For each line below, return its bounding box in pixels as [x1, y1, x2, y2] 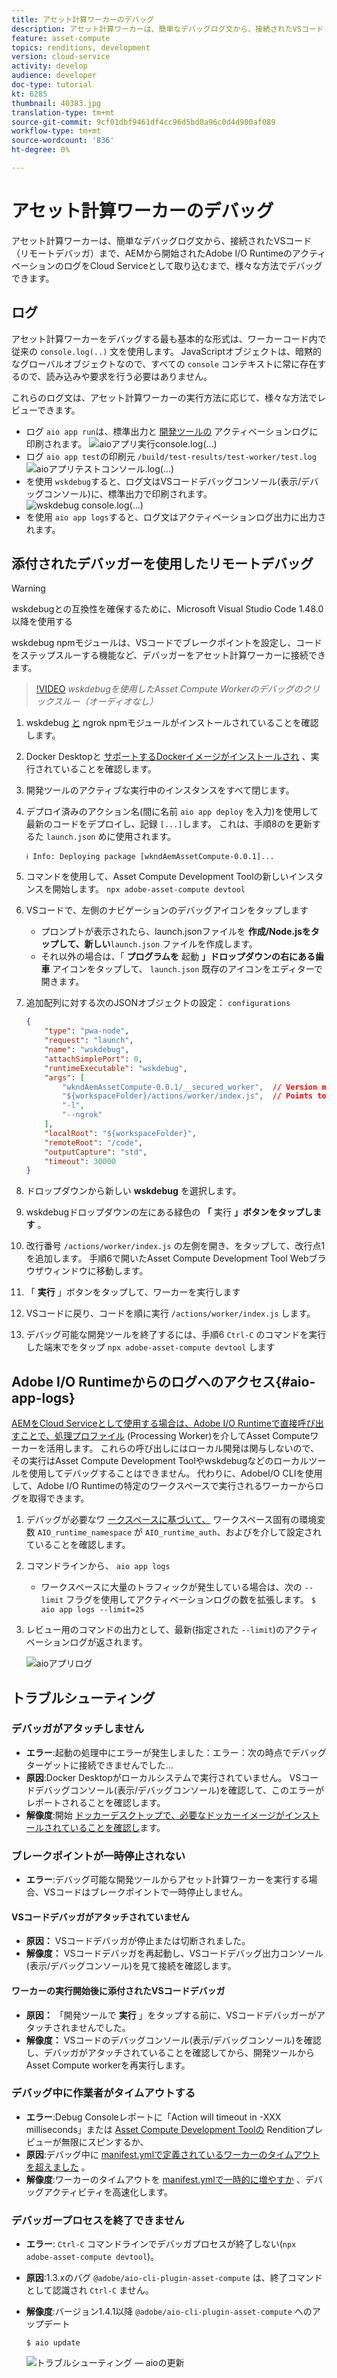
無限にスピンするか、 [60, 2136, 149, 2148]
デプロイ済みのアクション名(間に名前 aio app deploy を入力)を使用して [25, 806, 319, 818]
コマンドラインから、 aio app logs [25, 1560, 171, 1572]
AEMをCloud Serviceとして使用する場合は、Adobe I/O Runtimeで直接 [11, 1417, 298, 1430]
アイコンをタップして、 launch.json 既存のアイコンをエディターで [52, 963, 323, 975]
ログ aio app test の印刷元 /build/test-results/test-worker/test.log [25, 450, 317, 462]
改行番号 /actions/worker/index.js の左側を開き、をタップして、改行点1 [25, 1240, 326, 1252]
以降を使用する [11, 616, 73, 628]
